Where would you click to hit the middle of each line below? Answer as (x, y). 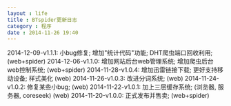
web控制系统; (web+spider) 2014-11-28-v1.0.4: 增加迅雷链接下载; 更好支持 (112, 70)
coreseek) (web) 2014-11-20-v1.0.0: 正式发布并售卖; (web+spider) (116, 96)
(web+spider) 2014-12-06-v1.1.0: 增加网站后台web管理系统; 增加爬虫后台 (110, 62)
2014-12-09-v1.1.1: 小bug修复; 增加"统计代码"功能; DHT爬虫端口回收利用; (110, 53)
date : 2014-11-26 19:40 (43, 32)
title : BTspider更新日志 (42, 20)
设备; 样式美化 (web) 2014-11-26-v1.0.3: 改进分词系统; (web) (98, 79)
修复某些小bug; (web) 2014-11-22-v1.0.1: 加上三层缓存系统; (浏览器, (122, 87)
